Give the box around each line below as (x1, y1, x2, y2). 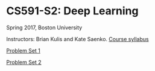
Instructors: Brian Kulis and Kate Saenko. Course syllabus (6, 35, 149, 42)
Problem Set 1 (6, 47, 41, 54)
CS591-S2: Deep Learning (6, 4, 139, 18)
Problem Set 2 (6, 58, 42, 66)
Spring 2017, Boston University (6, 24, 83, 31)
